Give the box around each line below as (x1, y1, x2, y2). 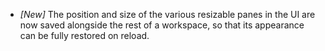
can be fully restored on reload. (19, 30, 150, 41)
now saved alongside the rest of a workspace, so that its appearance (19, 19, 305, 31)
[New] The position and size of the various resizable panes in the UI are (19, 9, 316, 20)
